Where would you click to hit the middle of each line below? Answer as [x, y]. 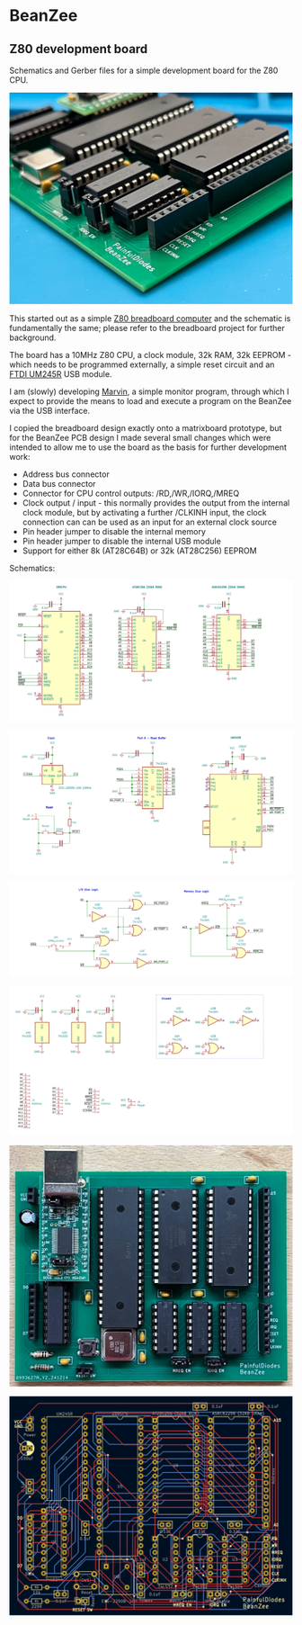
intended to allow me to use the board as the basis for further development [148, 447]
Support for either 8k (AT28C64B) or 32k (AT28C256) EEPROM [140, 551]
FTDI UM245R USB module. [61, 373]
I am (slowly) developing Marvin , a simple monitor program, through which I [149, 391]
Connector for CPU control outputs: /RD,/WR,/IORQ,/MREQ [131, 493]
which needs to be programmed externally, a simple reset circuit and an [142, 364]
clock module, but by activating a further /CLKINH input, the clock [144, 512]
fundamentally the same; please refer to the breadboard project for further [147, 328]
